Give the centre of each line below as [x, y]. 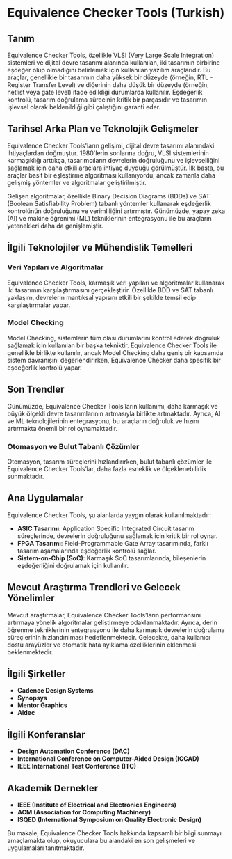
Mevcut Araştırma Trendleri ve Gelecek [94, 587]
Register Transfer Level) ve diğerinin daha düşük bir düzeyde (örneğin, [108, 85]
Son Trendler [36, 389]
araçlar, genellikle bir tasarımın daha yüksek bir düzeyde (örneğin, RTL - [110, 77]
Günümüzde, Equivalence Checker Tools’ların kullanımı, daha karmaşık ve [113, 406]
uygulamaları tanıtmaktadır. [46, 848]
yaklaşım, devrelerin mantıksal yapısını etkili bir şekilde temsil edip [102, 297]
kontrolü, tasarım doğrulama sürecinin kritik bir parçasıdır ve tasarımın [107, 100]
